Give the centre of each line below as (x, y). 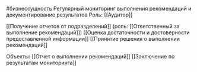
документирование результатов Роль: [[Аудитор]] (69, 15)
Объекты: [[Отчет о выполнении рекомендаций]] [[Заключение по (90, 56)
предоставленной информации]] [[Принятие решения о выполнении (93, 39)
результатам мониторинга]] (42, 63)
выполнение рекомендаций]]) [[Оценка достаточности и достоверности (98, 32)
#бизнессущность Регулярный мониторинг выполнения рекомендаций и (99, 9)
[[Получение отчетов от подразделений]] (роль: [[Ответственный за (93, 26)
